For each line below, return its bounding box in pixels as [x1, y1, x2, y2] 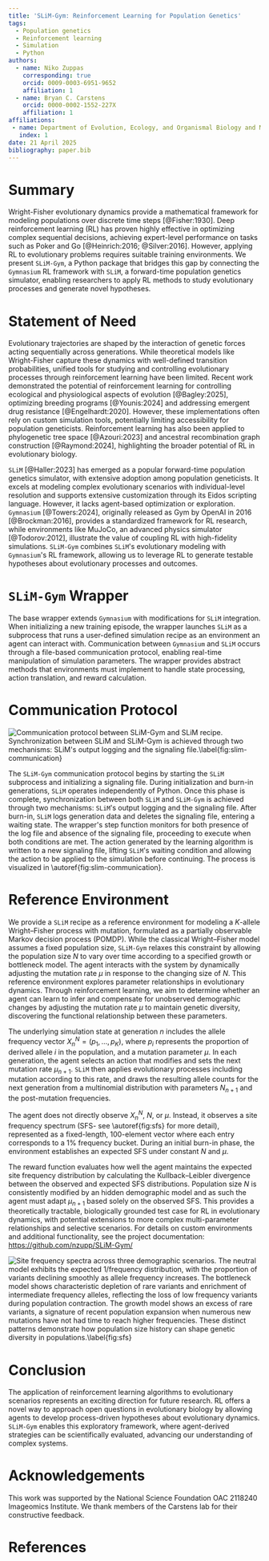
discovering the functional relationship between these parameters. [8, 1011, 228, 1021]
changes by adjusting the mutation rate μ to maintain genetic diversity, [8, 1002, 240, 1012]
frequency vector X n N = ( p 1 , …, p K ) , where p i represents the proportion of [8, 1035, 250, 1048]
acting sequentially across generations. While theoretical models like [8, 347, 235, 357]
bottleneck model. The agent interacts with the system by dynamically [8, 960, 240, 970]
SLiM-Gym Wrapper [8, 587, 130, 605]
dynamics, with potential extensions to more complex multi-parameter [8, 1215, 239, 1225]
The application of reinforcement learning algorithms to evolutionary [8, 1388, 234, 1397]
